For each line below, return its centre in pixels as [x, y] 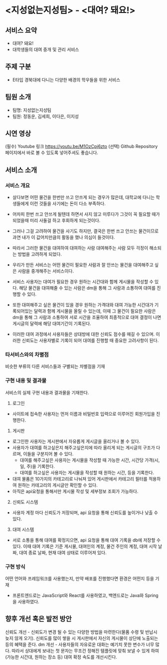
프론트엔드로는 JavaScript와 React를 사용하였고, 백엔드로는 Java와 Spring [85, 595]
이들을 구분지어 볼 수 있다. [48, 453]
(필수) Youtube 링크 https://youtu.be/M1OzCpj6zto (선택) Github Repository [82, 146]
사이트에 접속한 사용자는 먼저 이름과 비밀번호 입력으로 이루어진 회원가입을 [84, 413]
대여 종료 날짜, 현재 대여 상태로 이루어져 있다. [63, 552]
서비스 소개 [21, 170]
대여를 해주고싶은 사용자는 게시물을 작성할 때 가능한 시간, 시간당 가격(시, [90, 460]
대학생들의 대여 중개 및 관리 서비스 [46, 49]
